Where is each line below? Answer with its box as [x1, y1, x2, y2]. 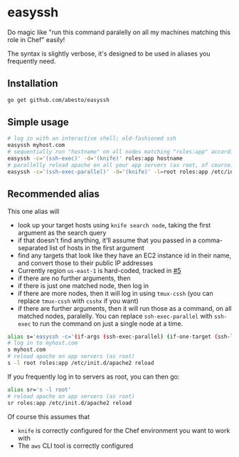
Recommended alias [7, 188, 100, 200]
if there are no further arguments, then [17, 274, 131, 282]
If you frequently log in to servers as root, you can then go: [7, 372, 180, 381]
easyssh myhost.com [7, 142, 65, 149]
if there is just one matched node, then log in [17, 281, 149, 289]
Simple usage [7, 116, 69, 128]
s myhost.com [7, 346, 46, 354]
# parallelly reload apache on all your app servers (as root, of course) [7, 161, 234, 168]
